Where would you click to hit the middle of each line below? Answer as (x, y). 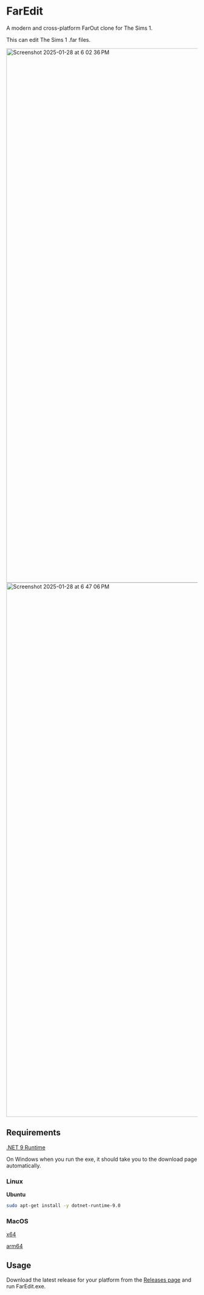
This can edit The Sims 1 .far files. (49, 39)
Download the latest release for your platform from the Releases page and (99, 1280)
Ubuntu (16, 1195)
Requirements (33, 1133)
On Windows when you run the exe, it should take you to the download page (102, 1159)
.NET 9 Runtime (26, 1147)
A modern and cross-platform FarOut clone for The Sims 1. (80, 28)
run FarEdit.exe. (26, 1287)
